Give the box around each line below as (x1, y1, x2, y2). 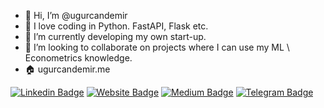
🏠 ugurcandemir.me (24, 63, 111, 75)
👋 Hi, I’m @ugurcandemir (24, 10, 128, 21)
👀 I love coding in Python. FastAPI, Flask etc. (24, 20, 209, 32)
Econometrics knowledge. (24, 52, 133, 64)
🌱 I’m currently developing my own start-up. (24, 31, 207, 42)
